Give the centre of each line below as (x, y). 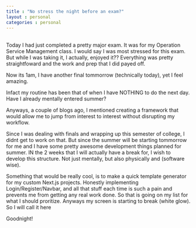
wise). (13, 165)
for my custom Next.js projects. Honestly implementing (72, 182)
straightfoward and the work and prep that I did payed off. (76, 64)
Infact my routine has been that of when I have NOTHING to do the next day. (98, 93)
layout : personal (28, 17)
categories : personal (34, 22)
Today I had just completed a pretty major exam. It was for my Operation (93, 45)
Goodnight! (20, 219)
